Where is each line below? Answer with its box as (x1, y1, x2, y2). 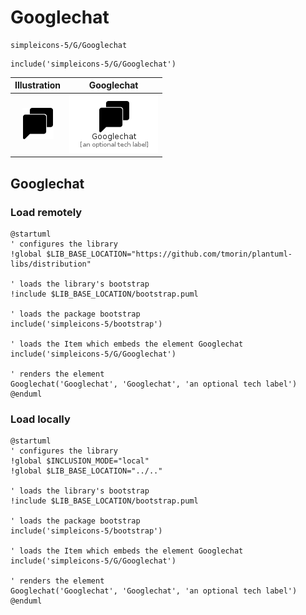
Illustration (14, 79, 62, 91)
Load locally (10, 412, 71, 426)
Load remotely (10, 205, 83, 219)
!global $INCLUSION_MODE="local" (10, 456, 150, 466)
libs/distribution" (10, 259, 92, 269)
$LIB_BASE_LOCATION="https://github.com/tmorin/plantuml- (46, 249, 293, 259)
